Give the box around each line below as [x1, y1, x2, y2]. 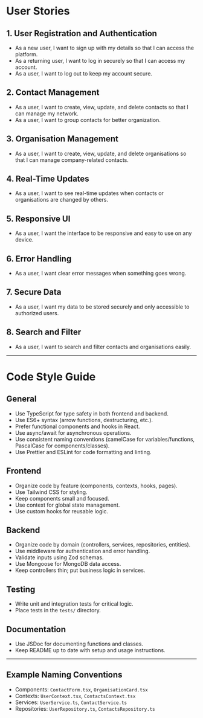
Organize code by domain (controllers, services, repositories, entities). [14, 541, 191, 548]
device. [14, 236, 34, 243]
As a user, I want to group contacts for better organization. [14, 116, 161, 123]
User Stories [6, 4, 70, 18]
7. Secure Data [6, 287, 62, 297]
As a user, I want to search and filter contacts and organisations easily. [14, 343, 192, 350]
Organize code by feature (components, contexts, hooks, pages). [14, 482, 178, 489]
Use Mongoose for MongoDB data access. [14, 560, 121, 568]
